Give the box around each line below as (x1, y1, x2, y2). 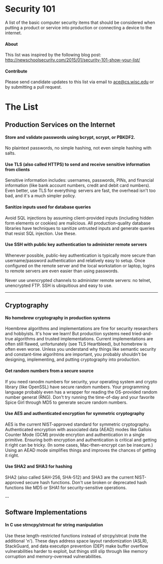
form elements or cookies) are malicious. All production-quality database (5, 220, 151, 226)
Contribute (5, 68, 28, 74)
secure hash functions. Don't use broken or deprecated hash (25, 479, 147, 485)
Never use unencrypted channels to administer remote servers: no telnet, (5, 277, 151, 283)
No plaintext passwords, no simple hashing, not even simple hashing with (5, 145, 152, 151)
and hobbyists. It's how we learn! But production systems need (5, 331, 131, 337)
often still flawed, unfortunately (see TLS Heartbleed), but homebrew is (5, 341, 147, 347)
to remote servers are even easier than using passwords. (5, 268, 119, 274)
